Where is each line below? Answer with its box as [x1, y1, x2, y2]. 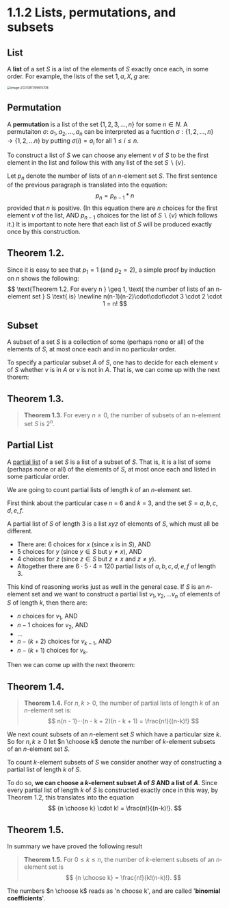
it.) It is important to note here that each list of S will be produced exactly [7, 220, 212, 228]
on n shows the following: [7, 275, 80, 283]
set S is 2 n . [23, 419, 55, 428]
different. [7, 526, 33, 535]
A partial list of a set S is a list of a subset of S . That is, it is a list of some [7, 458, 211, 466]
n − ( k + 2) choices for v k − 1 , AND [16, 637, 111, 647]
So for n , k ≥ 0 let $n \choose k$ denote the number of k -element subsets [7, 738, 215, 746]
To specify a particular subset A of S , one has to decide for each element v [7, 358, 219, 366]
